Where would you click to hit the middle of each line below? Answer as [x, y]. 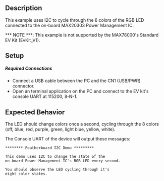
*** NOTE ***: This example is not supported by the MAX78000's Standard [82, 35]
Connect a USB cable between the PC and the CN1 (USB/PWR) [76, 81]
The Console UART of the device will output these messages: [68, 138]
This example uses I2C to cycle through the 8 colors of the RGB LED [75, 20]
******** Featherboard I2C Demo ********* [50, 148]
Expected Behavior [35, 112]
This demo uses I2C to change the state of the [55, 156]
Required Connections [29, 68]
